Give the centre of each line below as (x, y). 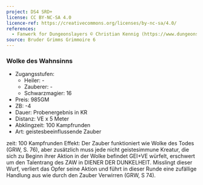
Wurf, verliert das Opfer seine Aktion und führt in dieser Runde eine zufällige (101, 169)
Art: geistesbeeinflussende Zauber (58, 132)
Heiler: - (34, 80)
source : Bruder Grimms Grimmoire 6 (51, 40)
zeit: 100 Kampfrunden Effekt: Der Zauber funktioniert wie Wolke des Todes (100, 143)
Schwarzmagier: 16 (48, 93)
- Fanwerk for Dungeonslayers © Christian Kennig (75, 34)
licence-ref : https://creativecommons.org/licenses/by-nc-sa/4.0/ (92, 23)
